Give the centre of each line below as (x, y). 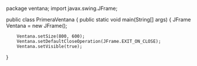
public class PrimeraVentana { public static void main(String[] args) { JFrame (98, 19)
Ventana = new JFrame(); (37, 26)
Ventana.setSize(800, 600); (51, 36)
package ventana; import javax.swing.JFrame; (62, 8)
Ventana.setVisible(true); (50, 46)
